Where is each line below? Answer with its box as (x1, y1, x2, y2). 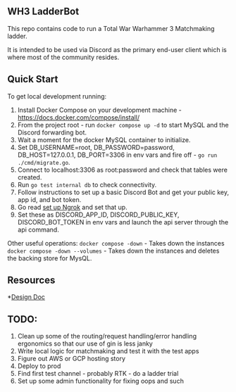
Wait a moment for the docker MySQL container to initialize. (17, 135, 191, 144)
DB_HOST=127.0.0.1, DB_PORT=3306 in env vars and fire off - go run (17, 151, 218, 159)
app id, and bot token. (17, 195, 82, 203)
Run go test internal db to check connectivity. (17, 180, 157, 189)
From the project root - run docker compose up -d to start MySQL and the (17, 120, 229, 129)
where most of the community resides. (7, 53, 120, 61)
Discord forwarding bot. (17, 128, 87, 137)
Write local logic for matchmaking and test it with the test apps (17, 347, 199, 355)
